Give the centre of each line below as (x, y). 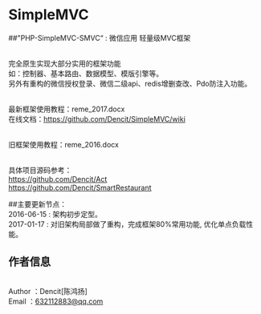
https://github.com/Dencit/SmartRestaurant (80, 187)
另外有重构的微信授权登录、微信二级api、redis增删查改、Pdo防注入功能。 (130, 83)
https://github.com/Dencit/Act (58, 179)
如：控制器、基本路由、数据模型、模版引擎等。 (86, 73)
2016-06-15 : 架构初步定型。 (55, 214)
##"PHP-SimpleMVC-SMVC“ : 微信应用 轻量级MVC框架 (100, 38)
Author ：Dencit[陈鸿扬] (48, 291)
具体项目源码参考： (40, 170)
